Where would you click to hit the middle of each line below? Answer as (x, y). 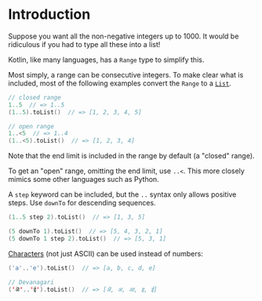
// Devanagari (31, 282)
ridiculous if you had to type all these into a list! (84, 44)
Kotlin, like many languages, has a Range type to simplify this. (106, 60)
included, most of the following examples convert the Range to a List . (120, 83)
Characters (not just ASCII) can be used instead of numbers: (106, 253)
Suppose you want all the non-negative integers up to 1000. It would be (124, 36)
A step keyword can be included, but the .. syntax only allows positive (122, 194)
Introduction (49, 15)
